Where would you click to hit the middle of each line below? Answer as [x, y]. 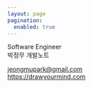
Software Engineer [34, 47]
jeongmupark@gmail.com [45, 69]
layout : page [27, 14]
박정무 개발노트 [28, 55]
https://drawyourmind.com [46, 77]
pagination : [25, 20]
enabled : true [34, 27]
